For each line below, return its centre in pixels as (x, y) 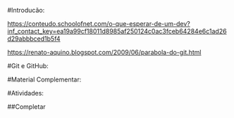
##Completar (26, 107)
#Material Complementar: (44, 79)
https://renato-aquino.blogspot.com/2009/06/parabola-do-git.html (104, 52)
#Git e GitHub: (28, 66)
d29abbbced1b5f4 (34, 39)
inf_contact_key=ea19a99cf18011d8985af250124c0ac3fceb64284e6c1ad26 (117, 31)
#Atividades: (26, 93)
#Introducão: (26, 10)
